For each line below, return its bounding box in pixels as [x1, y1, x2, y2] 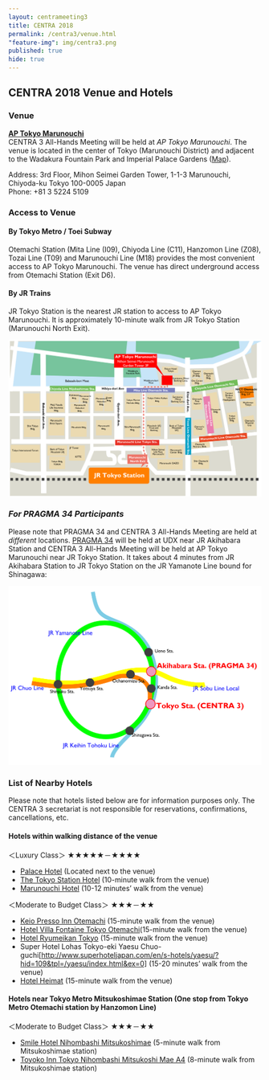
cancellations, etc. [8, 812, 69, 823]
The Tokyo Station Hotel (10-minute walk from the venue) [19, 874, 210, 884]
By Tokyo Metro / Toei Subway [8, 227, 112, 236]
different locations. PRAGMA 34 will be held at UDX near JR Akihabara [8, 535, 241, 545]
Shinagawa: [8, 569, 47, 579]
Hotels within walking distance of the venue [8, 831, 158, 841]
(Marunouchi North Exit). [8, 324, 91, 333]
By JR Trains [8, 288, 51, 298]
